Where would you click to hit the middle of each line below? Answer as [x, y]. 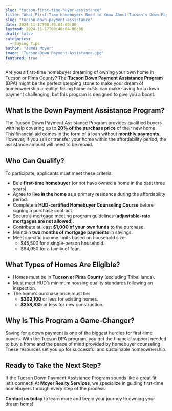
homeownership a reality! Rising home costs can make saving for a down [82, 89]
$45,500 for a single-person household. [62, 243]
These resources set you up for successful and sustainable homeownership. [86, 349]
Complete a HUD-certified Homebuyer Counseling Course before [83, 205]
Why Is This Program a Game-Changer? [70, 321]
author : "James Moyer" [29, 48]
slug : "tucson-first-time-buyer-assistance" [53, 10]
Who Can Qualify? [35, 161]
